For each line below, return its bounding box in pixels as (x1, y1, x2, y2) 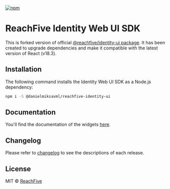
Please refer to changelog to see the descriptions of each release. (5, 150, 144, 156)
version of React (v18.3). (5, 50, 57, 56)
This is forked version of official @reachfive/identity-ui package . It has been (5, 39, 165, 45)
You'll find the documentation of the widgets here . (5, 121, 111, 127)
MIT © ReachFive (5, 178, 42, 184)
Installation (5, 65, 42, 74)
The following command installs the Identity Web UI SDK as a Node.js (5, 78, 152, 85)
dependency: (5, 84, 33, 90)
